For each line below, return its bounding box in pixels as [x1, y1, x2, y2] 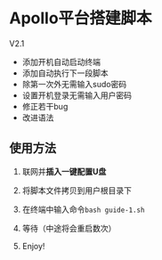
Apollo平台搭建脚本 [9, 8, 153, 28]
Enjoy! [21, 240, 45, 251]
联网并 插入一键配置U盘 [21, 166, 107, 176]
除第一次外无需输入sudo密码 [21, 78, 127, 89]
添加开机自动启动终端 [21, 56, 101, 67]
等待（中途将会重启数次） [21, 223, 117, 233]
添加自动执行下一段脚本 [21, 68, 109, 78]
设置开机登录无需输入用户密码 [21, 90, 132, 101]
